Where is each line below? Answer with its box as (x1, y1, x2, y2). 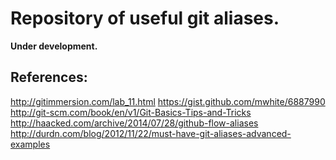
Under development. (10, 40, 98, 52)
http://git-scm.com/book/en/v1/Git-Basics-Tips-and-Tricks (10, 106, 252, 118)
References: (10, 69, 88, 86)
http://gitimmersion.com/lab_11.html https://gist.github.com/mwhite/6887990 (10, 95, 326, 107)
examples (10, 138, 51, 150)
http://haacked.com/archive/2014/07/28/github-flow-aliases (10, 117, 259, 129)
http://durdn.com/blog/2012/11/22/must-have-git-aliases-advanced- (10, 127, 292, 139)
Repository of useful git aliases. (10, 7, 280, 30)
